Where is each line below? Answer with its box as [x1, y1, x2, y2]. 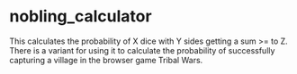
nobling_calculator [9, 6, 152, 27]
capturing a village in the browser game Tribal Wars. [9, 54, 203, 65]
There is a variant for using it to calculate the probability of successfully [9, 45, 275, 55]
